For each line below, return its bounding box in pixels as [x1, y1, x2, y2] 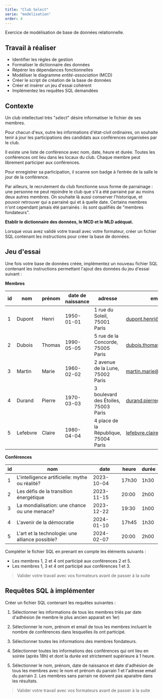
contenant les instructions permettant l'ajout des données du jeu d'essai [5, 266, 149, 271]
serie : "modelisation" [5, 12, 51, 17]
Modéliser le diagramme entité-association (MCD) [12, 72, 113, 78]
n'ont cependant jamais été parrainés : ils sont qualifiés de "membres [5, 204, 144, 210]
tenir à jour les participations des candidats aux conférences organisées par [5, 135, 157, 140]
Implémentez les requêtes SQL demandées [12, 88, 98, 94]
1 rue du [94, 306, 114, 313]
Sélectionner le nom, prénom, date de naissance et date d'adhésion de [12, 662, 154, 668]
